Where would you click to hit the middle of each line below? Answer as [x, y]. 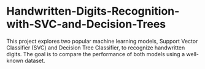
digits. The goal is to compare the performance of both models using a [96, 54]
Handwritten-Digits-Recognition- [93, 11]
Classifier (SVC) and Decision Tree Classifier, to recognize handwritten [96, 48]
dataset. [35, 60]
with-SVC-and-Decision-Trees [86, 24]
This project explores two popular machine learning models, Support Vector [102, 41]
